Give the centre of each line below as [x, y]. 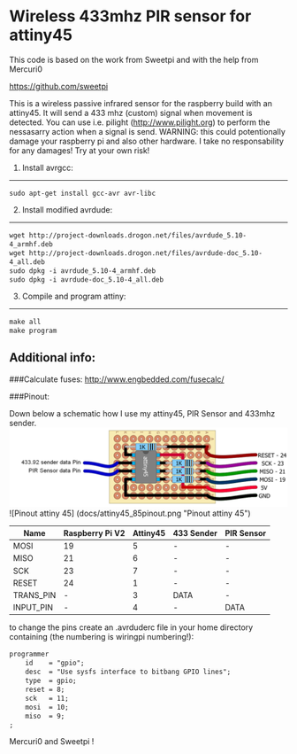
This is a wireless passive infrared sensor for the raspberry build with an [141, 103]
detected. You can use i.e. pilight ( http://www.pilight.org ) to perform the [140, 122]
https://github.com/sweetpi [59, 86]
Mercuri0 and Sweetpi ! [52, 741]
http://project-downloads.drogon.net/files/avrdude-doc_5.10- [146, 253]
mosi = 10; [47, 707]
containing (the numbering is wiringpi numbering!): [102, 636]
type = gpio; [51, 680]
